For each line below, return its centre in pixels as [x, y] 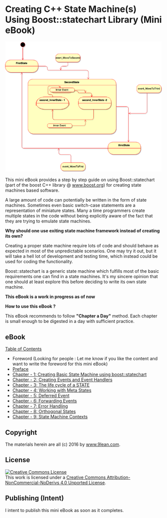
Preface [20, 369]
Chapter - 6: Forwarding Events [44, 401]
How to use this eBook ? [31, 307]
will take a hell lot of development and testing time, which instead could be [82, 256]
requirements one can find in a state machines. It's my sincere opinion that [82, 277]
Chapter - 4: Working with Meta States [52, 390]
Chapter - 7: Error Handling [40, 406]
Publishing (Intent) [35, 498]
